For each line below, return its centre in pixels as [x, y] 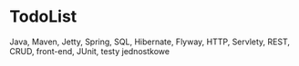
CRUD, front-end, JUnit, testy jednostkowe [90, 51]
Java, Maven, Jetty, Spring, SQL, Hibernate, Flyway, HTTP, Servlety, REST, [149, 42]
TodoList [43, 17]
